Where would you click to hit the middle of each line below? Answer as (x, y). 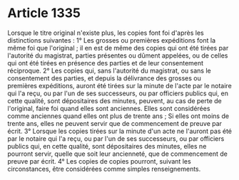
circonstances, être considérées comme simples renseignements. (104, 169)
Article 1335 (44, 13)
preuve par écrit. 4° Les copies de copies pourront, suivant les (99, 161)
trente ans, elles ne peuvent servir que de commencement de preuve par (115, 123)
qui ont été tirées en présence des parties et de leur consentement (106, 63)
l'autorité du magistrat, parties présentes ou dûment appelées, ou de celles (118, 55)
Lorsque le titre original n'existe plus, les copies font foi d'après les (106, 33)
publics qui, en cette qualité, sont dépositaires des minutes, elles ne (107, 146)
